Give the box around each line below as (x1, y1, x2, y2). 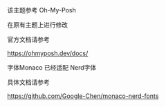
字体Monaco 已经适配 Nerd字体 (7, 64, 97, 71)
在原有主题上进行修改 (7, 21, 68, 29)
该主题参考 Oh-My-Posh (7, 6, 76, 14)
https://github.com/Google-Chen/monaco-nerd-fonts (7, 92, 159, 100)
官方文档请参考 (7, 35, 50, 43)
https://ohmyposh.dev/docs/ (7, 49, 89, 57)
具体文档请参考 (7, 78, 50, 86)
